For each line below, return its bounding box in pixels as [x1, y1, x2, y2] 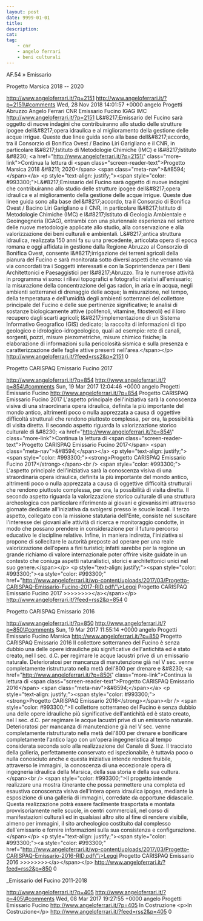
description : [6, 26, 39, 32]
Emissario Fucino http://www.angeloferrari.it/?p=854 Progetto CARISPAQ [6, 389, 189, 396]
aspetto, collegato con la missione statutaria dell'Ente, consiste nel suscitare [6, 512, 197, 519]
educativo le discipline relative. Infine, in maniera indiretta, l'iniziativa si [6, 531, 184, 539]
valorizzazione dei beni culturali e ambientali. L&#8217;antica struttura [6, 230, 181, 237]
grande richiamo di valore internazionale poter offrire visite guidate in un [6, 551, 187, 558]
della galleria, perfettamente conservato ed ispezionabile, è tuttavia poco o [6, 748, 193, 756]
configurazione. [156, 826, 196, 833]
